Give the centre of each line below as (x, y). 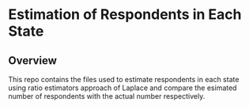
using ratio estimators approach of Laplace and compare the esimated (123, 88)
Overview (33, 60)
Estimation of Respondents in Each (125, 15)
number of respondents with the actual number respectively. (107, 96)
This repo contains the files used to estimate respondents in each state (124, 79)
